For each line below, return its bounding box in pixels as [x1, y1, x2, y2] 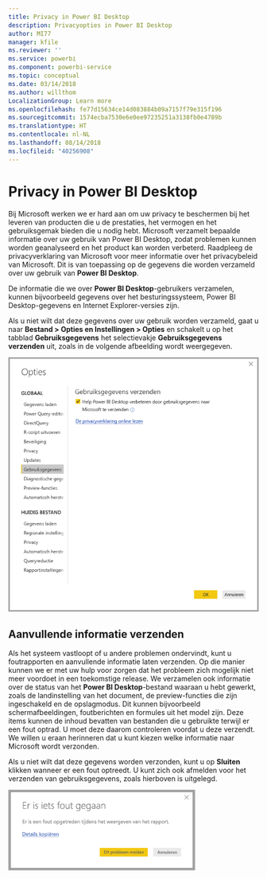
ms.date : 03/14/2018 [8, 80, 77, 88]
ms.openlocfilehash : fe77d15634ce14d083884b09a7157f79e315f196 [8, 105, 222, 113]
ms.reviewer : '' [8, 46, 62, 55]
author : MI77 [8, 29, 52, 37]
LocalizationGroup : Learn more [8, 96, 112, 105]
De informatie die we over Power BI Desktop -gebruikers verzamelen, [8, 283, 234, 293]
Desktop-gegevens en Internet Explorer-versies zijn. [8, 300, 180, 310]
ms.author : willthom [8, 88, 77, 96]
